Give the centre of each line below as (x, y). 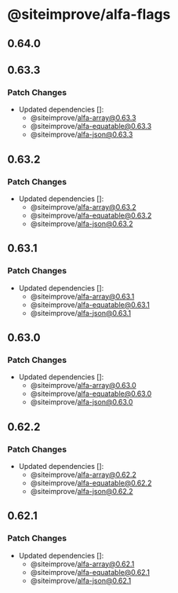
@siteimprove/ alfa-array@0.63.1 (82, 296)
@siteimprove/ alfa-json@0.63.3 (82, 134)
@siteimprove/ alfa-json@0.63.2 (82, 223)
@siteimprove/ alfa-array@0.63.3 (83, 118)
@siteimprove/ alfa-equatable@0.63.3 (91, 126)
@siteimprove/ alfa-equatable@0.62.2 (91, 483)
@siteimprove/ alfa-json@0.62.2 (82, 492)
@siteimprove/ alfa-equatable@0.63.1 (90, 305)
